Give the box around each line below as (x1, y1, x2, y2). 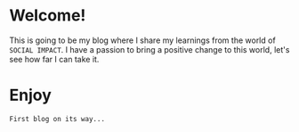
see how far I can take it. (9, 54, 100, 64)
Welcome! (9, 5, 86, 26)
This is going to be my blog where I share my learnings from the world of (9, 35, 276, 45)
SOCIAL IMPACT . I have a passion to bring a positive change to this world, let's (9, 44, 290, 54)
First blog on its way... (9, 114, 105, 123)
